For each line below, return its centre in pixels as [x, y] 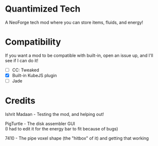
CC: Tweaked [26, 70]
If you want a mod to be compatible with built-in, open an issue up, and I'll [79, 55]
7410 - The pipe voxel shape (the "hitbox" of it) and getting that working [77, 138]
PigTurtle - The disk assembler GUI [40, 124]
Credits [20, 101]
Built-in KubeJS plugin [34, 75]
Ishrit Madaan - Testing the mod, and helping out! [55, 114]
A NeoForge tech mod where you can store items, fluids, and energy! [74, 22]
